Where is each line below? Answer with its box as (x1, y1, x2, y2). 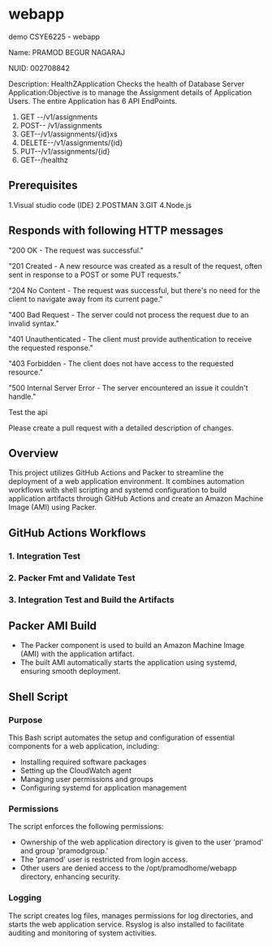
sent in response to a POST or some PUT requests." (8, 270, 182, 279)
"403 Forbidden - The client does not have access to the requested (8, 358, 234, 368)
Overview (8, 446, 59, 460)
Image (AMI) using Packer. (8, 503, 97, 512)
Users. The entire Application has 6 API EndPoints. (8, 96, 178, 106)
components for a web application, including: (8, 741, 160, 751)
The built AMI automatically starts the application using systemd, (19, 658, 237, 667)
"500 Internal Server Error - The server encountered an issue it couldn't (8, 382, 248, 392)
